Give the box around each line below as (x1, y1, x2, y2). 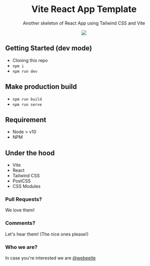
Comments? (5, 219, 36, 226)
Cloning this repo (12, 57, 48, 63)
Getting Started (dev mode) (5, 44, 92, 53)
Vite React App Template (31, 4, 137, 15)
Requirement (5, 115, 46, 124)
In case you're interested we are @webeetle (5, 255, 96, 261)
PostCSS (12, 178, 31, 184)
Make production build (5, 83, 77, 91)
